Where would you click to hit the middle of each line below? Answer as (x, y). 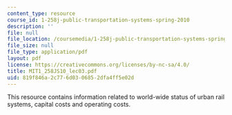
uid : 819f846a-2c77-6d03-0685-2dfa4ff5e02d (71, 77)
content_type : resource (41, 13)
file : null (23, 33)
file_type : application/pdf (48, 52)
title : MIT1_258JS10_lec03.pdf (52, 71)
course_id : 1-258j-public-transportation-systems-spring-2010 (98, 20)
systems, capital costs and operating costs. (69, 105)
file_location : (29, 39)
